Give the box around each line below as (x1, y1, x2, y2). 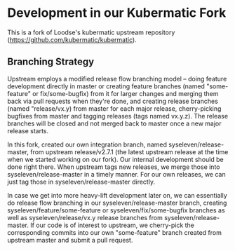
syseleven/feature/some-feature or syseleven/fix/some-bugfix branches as (7, 205, 226, 215)
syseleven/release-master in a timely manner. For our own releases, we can (7, 170, 226, 178)
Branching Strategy (7, 56, 95, 68)
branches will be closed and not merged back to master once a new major (7, 119, 222, 128)
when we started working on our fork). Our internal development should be (7, 155, 224, 163)
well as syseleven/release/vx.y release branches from (7, 213, 163, 222)
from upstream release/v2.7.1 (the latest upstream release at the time (30, 147, 229, 156)
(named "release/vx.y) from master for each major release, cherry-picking (7, 104, 222, 113)
